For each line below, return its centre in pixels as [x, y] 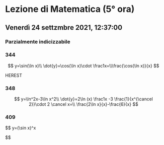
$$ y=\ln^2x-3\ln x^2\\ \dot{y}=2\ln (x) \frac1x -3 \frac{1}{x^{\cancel [83, 99]
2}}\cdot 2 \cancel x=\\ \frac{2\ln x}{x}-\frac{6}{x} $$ [83, 104]
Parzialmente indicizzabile [38, 42]
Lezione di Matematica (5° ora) [70, 9]
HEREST [14, 75]
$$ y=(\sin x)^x [21, 128]
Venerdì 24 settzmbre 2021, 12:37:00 [64, 28]
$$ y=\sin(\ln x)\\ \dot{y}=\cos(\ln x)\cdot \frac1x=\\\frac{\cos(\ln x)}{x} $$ [83, 66]
